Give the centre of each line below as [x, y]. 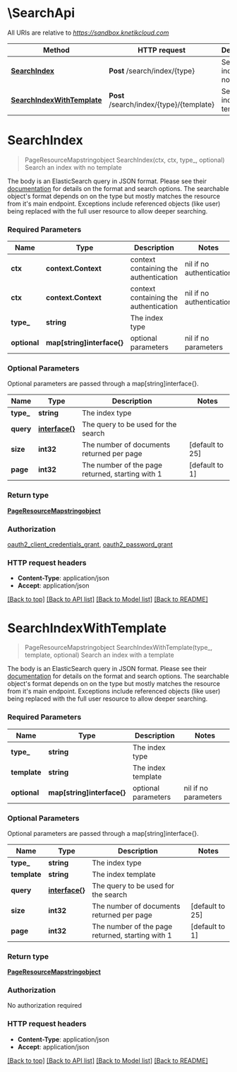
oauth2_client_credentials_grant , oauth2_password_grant [90, 544]
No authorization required [45, 1006]
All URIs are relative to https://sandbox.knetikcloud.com [88, 33]
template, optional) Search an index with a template [99, 655]
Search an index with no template [73, 167]
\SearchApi [41, 13]
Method [56, 49]
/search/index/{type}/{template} [162, 104]
